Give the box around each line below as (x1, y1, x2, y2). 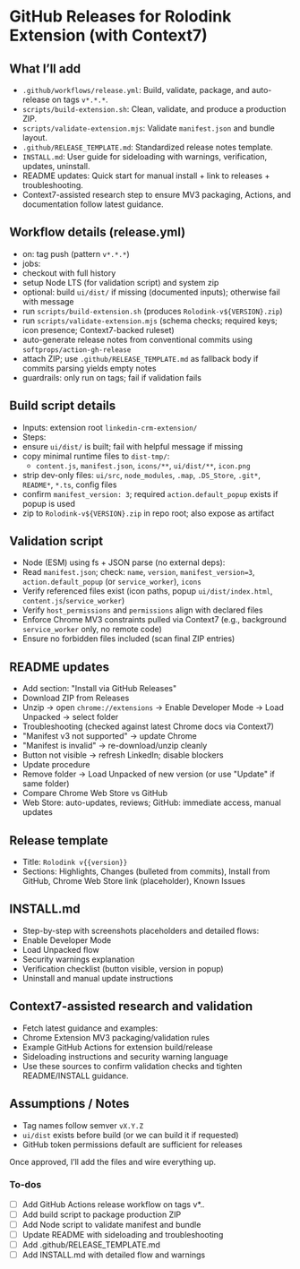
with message (21, 296, 74, 306)
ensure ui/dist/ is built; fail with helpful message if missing (21, 441, 244, 451)
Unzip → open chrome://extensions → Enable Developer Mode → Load (21, 702, 285, 713)
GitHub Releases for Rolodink (9, 6, 232, 27)
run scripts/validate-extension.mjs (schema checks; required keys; (21, 315, 278, 326)
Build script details (9, 399, 116, 414)
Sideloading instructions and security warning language (21, 1050, 228, 1062)
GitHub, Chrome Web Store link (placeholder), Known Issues (21, 876, 246, 887)
